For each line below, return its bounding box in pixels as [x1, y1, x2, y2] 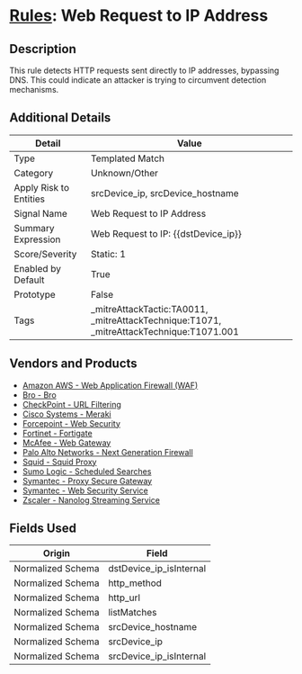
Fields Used [9, 521, 77, 536]
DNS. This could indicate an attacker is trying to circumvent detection [9, 75, 267, 85]
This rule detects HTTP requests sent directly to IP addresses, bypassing [9, 65, 280, 76]
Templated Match [91, 152, 164, 165]
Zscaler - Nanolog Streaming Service [22, 494, 160, 505]
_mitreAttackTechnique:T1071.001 [91, 325, 240, 337]
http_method [107, 577, 162, 589]
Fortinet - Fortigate [22, 427, 93, 438]
